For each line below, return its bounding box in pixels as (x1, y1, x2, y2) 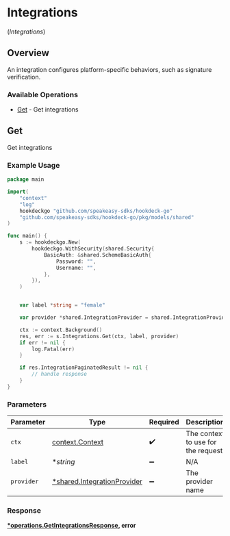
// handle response (31, 371, 88, 378)
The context (186, 429, 225, 439)
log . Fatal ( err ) (31, 346, 75, 353)
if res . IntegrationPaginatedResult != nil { (19, 364, 149, 371)
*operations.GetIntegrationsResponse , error (7, 522, 136, 530)
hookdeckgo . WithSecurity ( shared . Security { (31, 245, 155, 253)
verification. (7, 73, 41, 81)
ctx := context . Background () (19, 327, 103, 333)
